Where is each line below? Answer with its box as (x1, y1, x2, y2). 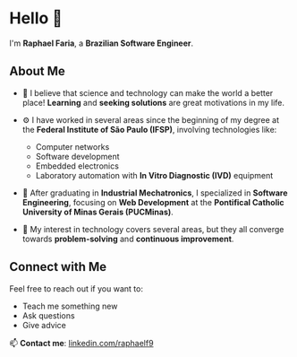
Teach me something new (21, 300, 118, 311)
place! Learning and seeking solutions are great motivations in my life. (21, 97, 284, 108)
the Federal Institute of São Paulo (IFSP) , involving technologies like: (21, 124, 277, 135)
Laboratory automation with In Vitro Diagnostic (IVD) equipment (35, 170, 274, 180)
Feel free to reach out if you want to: (9, 283, 143, 294)
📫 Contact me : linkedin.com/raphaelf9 (9, 337, 154, 348)
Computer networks (35, 141, 110, 152)
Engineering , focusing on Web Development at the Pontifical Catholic (21, 196, 284, 207)
